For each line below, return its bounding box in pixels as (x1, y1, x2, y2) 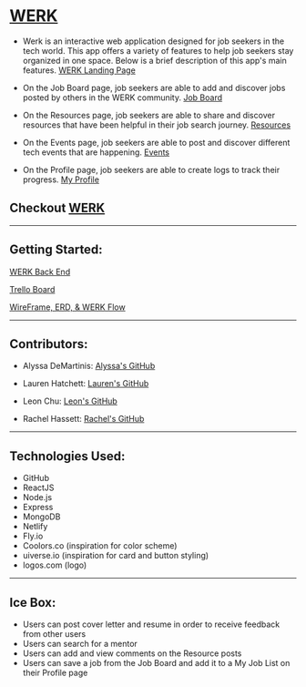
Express (22, 502, 54, 513)
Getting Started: (9, 242, 103, 258)
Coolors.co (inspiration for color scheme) (22, 540, 178, 551)
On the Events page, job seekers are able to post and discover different (22, 137, 291, 148)
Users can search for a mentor (22, 639, 138, 649)
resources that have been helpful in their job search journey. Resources (22, 119, 291, 130)
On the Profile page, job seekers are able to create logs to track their (22, 164, 280, 175)
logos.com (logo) (22, 559, 87, 570)
